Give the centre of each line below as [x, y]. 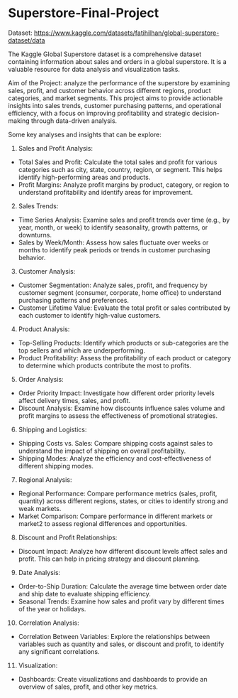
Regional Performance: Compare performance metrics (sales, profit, [118, 493]
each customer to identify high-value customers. [90, 315]
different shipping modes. [56, 466]
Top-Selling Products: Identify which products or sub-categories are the [124, 343]
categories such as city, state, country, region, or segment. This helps [120, 169]
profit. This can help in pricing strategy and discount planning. [109, 559]
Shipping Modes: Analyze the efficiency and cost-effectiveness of [115, 458]
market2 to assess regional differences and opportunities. [102, 523]
